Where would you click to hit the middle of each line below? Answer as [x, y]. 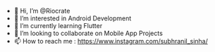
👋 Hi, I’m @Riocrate [42, 11]
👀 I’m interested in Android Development [73, 18]
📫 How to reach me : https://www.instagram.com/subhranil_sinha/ [111, 41]
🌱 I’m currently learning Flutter [58, 26]
